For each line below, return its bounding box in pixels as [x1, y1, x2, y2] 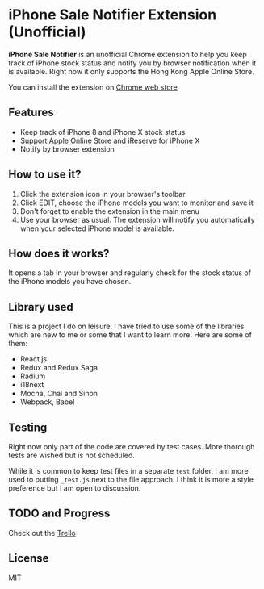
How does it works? [8, 246, 110, 260]
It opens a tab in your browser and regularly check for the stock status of [8, 268, 252, 278]
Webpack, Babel [19, 397, 75, 407]
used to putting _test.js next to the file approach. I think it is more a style [8, 474, 254, 484]
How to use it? [8, 168, 82, 182]
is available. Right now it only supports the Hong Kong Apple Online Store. [8, 66, 254, 76]
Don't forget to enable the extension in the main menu [19, 206, 200, 215]
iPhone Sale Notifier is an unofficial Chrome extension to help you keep [8, 49, 248, 59]
